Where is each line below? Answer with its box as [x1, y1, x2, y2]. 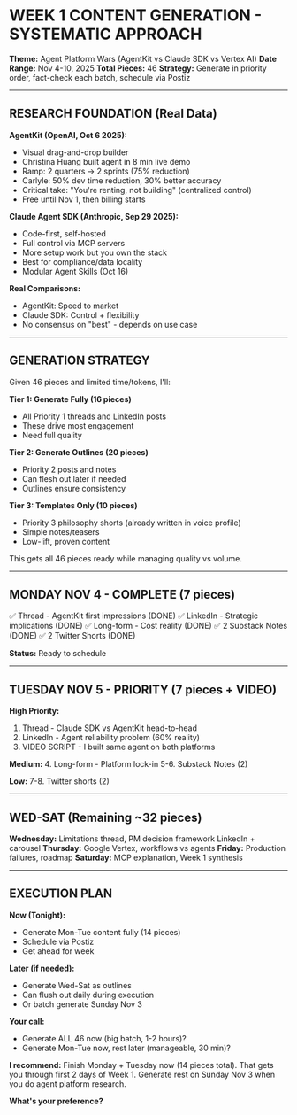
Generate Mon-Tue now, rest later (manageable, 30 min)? [21, 1042, 232, 1053]
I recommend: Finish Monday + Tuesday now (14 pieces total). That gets [9, 1059, 274, 1070]
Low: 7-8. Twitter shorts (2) [9, 776, 110, 786]
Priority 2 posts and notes [21, 464, 117, 475]
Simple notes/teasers [21, 526, 100, 537]
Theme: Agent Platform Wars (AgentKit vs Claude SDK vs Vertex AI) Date [9, 53, 277, 64]
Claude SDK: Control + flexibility [21, 309, 140, 320]
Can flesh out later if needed [21, 473, 126, 484]
